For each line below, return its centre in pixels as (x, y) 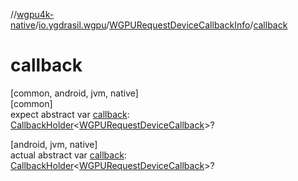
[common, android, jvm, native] (74, 93)
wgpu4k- (35, 14)
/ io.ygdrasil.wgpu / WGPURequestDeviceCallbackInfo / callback (161, 25)
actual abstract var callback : (68, 155)
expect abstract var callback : (70, 114)
